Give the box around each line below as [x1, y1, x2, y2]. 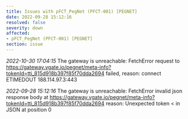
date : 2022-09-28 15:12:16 [6, 14, 72, 20]
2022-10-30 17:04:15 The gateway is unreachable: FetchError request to [6, 57, 180, 64]
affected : [6, 30, 30, 36]
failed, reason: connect [105, 70, 162, 77]
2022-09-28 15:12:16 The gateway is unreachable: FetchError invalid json [6, 87, 183, 94]
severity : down [6, 25, 43, 31]
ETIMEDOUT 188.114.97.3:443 [6, 76, 77, 83]
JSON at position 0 [6, 106, 52, 113]
